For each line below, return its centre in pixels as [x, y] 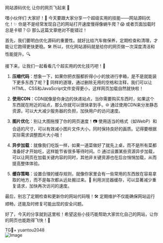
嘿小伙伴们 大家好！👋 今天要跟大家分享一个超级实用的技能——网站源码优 [78, 18]
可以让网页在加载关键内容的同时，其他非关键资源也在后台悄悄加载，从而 [84, 157]
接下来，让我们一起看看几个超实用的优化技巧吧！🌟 [55, 66]
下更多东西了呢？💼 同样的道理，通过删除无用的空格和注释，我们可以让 [82, 82]
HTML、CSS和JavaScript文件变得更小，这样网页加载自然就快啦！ [78, 88]
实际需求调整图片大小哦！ [38, 135]
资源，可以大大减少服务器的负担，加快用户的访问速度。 [67, 111]
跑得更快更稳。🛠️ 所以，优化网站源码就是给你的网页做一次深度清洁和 [86, 46]
